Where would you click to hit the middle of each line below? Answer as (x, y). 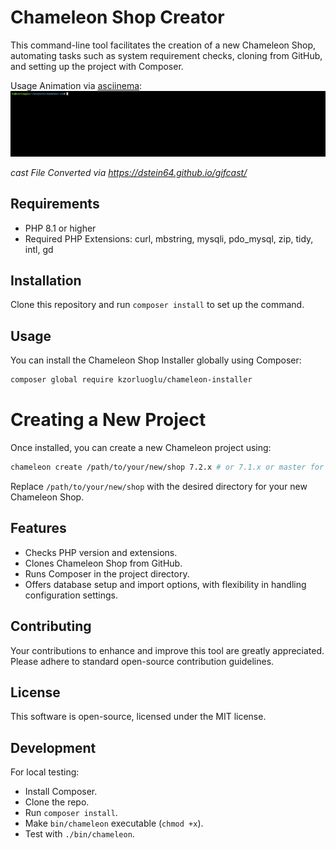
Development (53, 747)
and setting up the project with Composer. (97, 66)
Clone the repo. (57, 802)
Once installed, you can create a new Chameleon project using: (141, 448)
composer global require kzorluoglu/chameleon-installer (131, 380)
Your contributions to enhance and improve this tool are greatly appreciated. (167, 650)
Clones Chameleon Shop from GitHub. (103, 563)
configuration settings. (71, 595)
